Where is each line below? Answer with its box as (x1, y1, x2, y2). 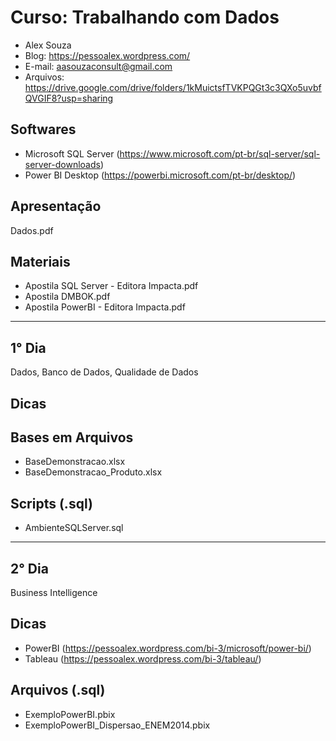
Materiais (10, 253, 71, 270)
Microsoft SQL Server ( (24, 147, 120, 160)
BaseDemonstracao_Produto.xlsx (24, 466, 163, 478)
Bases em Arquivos (10, 429, 134, 446)
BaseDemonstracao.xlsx (24, 456, 126, 468)
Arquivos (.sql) (10, 682, 106, 699)
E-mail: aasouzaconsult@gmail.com (24, 60, 173, 72)
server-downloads (24, 158, 101, 170)
